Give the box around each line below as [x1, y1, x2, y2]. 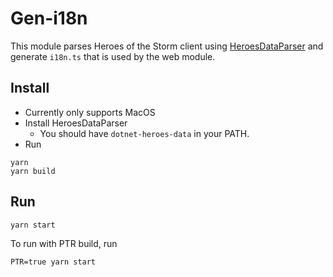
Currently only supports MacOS [24, 106, 156, 118]
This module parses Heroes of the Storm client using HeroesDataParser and [10, 40, 324, 52]
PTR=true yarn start [10, 257, 97, 267]
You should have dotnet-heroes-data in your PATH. [39, 127, 250, 139]
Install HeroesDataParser [24, 117, 128, 129]
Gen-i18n [10, 7, 88, 30]
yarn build [10, 166, 56, 176]
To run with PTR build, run [10, 237, 118, 249]
